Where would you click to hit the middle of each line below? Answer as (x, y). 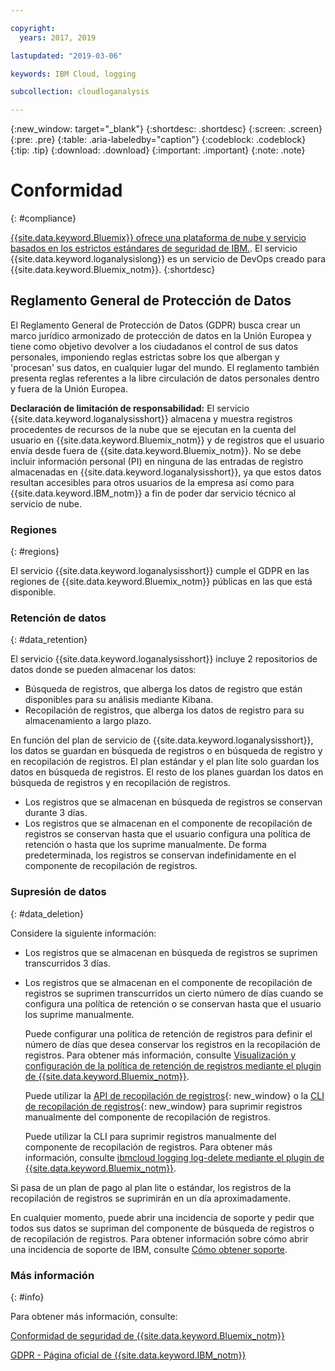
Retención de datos (58, 618)
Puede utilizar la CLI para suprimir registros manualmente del (150, 1136)
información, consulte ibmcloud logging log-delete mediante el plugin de (174, 1157)
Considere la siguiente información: (83, 933)
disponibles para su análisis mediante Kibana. (119, 700)
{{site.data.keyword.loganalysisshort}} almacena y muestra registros (151, 418)
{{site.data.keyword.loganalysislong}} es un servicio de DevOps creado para (168, 259)
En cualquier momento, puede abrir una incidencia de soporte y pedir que (162, 1217)
